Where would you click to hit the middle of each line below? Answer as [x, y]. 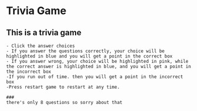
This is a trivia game [44, 33]
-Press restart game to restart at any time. [63, 87]
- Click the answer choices [41, 46]
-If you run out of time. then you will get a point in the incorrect [95, 77]
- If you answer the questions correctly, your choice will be [86, 51]
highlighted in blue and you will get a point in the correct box [89, 56]
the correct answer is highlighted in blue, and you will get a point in [99, 66]
